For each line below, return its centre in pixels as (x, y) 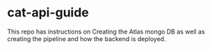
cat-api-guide (48, 13)
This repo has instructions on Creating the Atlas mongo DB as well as (106, 32)
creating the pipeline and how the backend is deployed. (87, 38)
